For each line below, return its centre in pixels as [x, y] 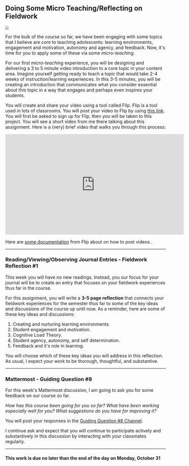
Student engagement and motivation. [51, 329]
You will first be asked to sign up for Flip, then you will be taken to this [78, 116]
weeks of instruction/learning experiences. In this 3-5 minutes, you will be [83, 79]
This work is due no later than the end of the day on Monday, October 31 [83, 458]
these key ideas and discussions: [40, 314]
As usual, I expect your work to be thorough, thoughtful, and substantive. [82, 361]
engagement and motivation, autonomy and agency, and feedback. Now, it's [85, 47]
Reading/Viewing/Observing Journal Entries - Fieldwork [76, 260]
